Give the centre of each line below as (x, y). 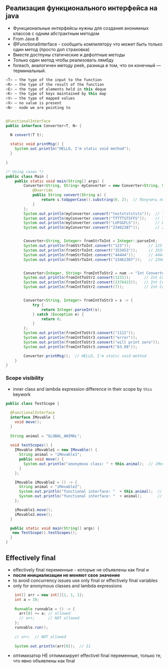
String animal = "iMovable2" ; (50, 487)
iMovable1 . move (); (34, 510)
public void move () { (41, 459)
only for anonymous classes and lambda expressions (67, 585)
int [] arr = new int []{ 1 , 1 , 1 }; (49, 595)
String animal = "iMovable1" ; (50, 455)
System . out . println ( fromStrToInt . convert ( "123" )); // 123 (93, 246)
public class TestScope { (32, 403)
